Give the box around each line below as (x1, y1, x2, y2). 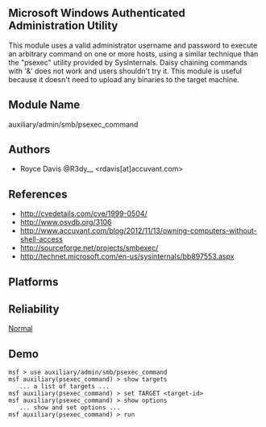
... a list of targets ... (19, 383, 110, 391)
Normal (8, 324, 33, 334)
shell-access (19, 234, 63, 244)
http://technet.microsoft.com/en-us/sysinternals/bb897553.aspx (19, 251, 235, 261)
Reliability (8, 302, 60, 317)
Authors (8, 143, 51, 156)
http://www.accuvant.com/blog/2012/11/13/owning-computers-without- (19, 226, 258, 236)
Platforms (8, 275, 59, 288)
